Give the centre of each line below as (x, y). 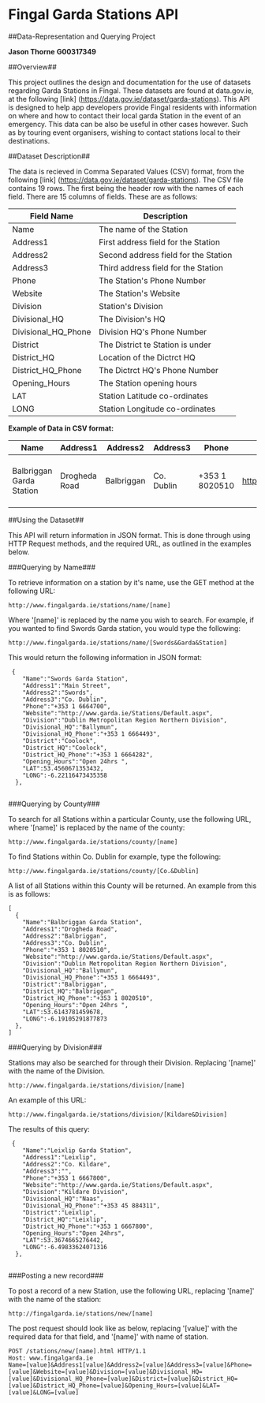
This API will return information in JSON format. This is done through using (129, 535)
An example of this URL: (47, 1100)
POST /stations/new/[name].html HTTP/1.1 (77, 1351)
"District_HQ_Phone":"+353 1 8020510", (88, 998)
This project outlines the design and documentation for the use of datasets (129, 82)
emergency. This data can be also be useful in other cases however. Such (128, 124)
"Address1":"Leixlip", (60, 1157)
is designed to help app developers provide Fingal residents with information (132, 107)
